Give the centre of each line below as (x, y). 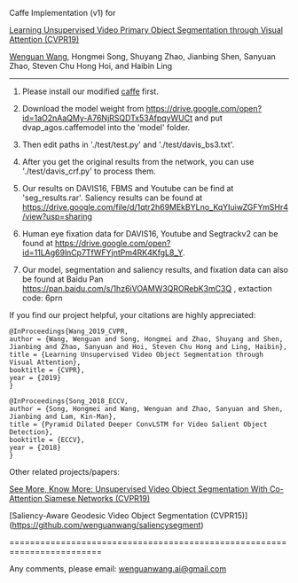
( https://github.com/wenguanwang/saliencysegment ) (106, 525)
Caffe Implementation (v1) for (63, 13)
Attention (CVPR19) (44, 39)
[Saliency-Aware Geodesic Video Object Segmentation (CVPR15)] (129, 516)
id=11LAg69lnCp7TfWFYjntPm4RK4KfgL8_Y (102, 253)
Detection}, (31, 432)
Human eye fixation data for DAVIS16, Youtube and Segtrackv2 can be (150, 233)
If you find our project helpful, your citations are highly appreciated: (133, 315)
